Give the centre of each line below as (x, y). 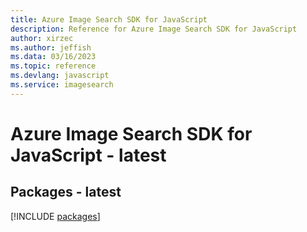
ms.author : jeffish (51, 47)
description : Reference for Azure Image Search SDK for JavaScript (154, 29)
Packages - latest (66, 192)
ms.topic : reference (53, 66)
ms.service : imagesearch (62, 85)
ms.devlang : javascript (60, 76)
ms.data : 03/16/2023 (53, 57)
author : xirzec (42, 38)
